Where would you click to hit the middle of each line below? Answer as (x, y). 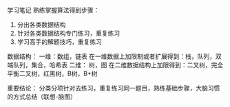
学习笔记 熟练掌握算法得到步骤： (53, 10)
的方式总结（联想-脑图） (42, 97)
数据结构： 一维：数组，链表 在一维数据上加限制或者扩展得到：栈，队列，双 (114, 56)
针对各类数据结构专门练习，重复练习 (69, 33)
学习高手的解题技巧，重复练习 (59, 42)
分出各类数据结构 (41, 25)
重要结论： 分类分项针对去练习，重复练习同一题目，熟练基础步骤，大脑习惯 (114, 88)
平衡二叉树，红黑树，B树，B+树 (52, 73)
